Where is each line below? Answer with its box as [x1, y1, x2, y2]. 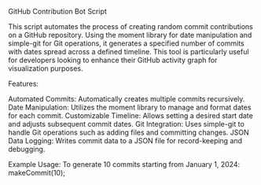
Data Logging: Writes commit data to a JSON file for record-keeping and [8, 136, 242, 145]
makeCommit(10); [8, 168, 65, 177]
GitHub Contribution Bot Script [8, 7, 108, 16]
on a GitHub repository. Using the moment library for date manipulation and [8, 31, 252, 39]
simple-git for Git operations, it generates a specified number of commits [8, 39, 245, 48]
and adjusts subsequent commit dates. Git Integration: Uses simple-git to [8, 120, 245, 128]
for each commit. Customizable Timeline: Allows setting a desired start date [8, 111, 253, 120]
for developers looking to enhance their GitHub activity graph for [8, 55, 218, 65]
